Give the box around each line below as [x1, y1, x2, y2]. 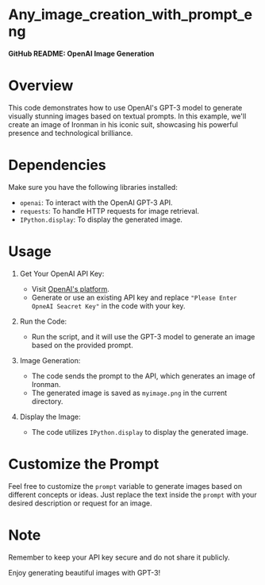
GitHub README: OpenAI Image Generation [8, 48, 155, 58]
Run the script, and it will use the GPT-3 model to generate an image [31, 331, 255, 341]
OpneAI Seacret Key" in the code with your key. [31, 300, 186, 311]
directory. [31, 396, 63, 406]
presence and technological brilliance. [8, 128, 133, 138]
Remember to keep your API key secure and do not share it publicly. [8, 552, 230, 562]
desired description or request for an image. [8, 498, 152, 508]
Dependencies [8, 157, 106, 174]
